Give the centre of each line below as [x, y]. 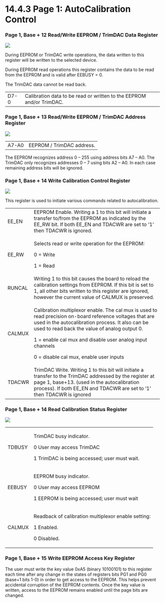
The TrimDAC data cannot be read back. [46, 84]
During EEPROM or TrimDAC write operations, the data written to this [75, 55]
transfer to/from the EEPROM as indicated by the [90, 218]
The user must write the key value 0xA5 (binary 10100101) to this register [79, 569]
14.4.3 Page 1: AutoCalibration [68, 9]
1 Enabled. [46, 528]
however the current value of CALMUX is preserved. [94, 297]
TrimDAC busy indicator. [62, 436]
